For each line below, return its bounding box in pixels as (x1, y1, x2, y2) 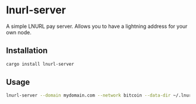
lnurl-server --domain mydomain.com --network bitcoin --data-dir (6, 92, 171, 99)
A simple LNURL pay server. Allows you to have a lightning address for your (6, 23, 188, 30)
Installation (6, 46, 48, 56)
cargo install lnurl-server (6, 61, 75, 67)
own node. (6, 28, 32, 35)
